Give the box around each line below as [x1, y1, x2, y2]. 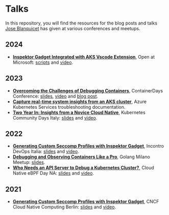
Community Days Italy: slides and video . [12, 114, 98, 121]
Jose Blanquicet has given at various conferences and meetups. [5, 25, 140, 31]
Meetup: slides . [12, 159, 45, 165]
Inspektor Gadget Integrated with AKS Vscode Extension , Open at [12, 54, 155, 60]
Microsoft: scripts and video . [12, 59, 73, 65]
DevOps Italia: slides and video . [12, 149, 79, 155]
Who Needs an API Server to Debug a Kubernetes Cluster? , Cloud [12, 164, 154, 171]
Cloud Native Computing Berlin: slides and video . [12, 204, 116, 210]
